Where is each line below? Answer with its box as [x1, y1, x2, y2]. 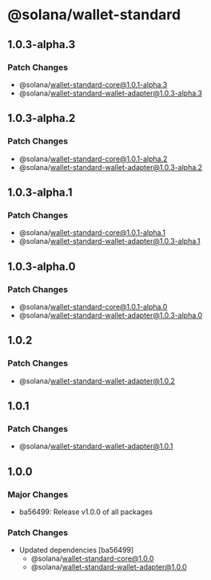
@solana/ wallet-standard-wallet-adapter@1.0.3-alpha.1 [18, 237, 201, 246]
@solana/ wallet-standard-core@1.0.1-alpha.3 [18, 79, 168, 89]
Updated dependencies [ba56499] [18, 546, 134, 555]
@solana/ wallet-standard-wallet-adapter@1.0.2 [18, 375, 175, 386]
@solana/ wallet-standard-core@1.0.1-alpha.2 [18, 154, 168, 164]
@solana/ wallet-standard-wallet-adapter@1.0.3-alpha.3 [18, 88, 203, 98]
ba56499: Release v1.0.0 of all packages [18, 507, 153, 517]
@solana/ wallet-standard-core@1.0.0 [30, 554, 154, 563]
